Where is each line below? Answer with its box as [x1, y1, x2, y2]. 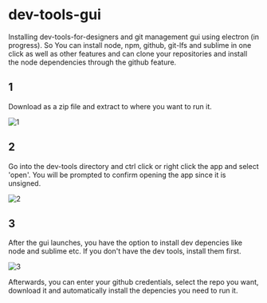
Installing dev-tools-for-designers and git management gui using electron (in [8, 32, 260, 41]
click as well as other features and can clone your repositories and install [8, 49, 248, 58]
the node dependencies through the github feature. [8, 57, 177, 67]
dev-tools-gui [8, 6, 102, 24]
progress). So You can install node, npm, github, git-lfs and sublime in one [8, 40, 252, 49]
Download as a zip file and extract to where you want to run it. [8, 101, 213, 111]
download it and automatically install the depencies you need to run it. [8, 285, 238, 296]
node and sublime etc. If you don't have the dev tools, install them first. [8, 246, 241, 256]
